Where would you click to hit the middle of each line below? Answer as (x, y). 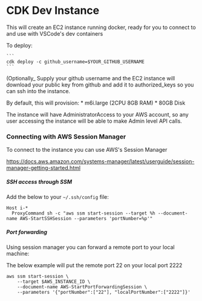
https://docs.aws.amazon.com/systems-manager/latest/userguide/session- (100, 161)
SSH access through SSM (39, 181)
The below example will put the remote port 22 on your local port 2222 (94, 265)
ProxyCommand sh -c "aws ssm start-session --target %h (83, 213)
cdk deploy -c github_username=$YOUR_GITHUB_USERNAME (76, 62)
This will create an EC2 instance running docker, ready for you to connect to (101, 27)
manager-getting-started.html (43, 168)
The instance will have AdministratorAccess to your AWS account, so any (97, 114)
